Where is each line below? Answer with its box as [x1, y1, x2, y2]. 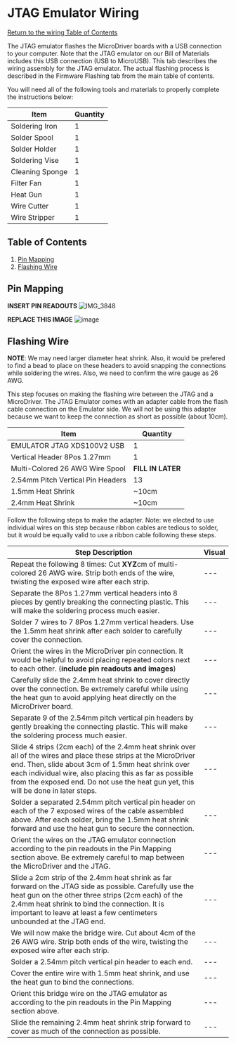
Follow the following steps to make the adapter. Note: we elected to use [7, 516, 214, 525]
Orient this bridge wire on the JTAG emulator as [11, 989, 167, 999]
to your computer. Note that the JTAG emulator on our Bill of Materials [7, 49, 209, 58]
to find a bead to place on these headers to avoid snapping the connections [7, 362, 227, 370]
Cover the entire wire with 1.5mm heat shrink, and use [11, 968, 190, 978]
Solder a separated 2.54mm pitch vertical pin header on [11, 797, 195, 807]
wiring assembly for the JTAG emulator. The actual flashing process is [7, 64, 210, 72]
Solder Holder [11, 144, 57, 154]
